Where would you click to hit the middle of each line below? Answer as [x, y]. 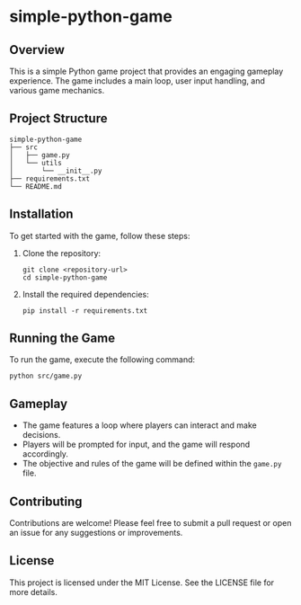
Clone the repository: [62, 253]
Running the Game [62, 338]
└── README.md [36, 186]
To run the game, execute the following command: [102, 360]
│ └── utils [36, 163]
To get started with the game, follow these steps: [100, 236]
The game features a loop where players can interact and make [140, 425]
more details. [34, 592]
